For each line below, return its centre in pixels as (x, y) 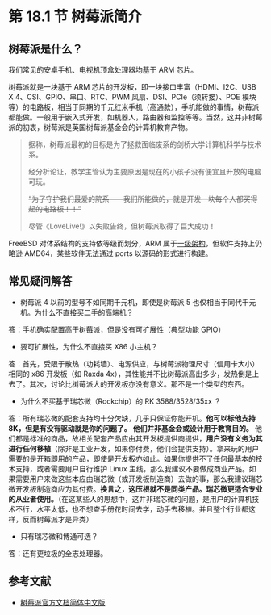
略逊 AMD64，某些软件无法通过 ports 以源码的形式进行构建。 (110, 253)
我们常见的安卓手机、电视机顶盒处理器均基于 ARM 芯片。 (103, 70)
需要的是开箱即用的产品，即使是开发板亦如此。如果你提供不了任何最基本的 (132, 458)
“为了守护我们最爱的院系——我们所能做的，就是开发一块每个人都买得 (143, 199)
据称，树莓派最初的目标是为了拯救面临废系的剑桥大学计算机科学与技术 (145, 144)
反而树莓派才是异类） (58, 519)
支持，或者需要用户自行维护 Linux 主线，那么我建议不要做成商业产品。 (132, 468)
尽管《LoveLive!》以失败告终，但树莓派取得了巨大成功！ (122, 226)
